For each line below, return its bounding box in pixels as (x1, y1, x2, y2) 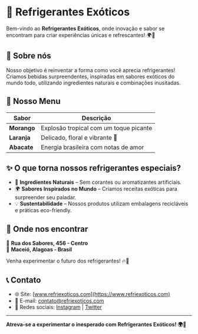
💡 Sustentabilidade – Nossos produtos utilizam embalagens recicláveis (14, 200, 189, 207)
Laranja (9, 133, 31, 141)
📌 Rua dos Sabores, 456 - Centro (6, 239, 88, 247)
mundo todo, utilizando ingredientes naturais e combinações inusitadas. (6, 79, 181, 86)
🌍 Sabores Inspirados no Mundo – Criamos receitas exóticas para (14, 186, 178, 193)
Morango (9, 124, 35, 132)
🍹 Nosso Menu (6, 96, 61, 106)
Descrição (81, 114, 111, 122)
